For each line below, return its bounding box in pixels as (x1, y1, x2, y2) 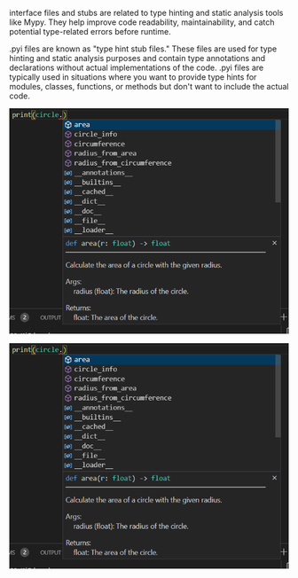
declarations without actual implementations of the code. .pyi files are (9, 62, 264, 73)
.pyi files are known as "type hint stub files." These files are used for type (9, 43, 278, 54)
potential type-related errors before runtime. (9, 27, 171, 36)
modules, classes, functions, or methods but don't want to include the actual (9, 82, 290, 91)
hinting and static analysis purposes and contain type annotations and (9, 53, 266, 63)
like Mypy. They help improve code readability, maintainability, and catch (9, 17, 275, 27)
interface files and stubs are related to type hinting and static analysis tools (9, 8, 284, 18)
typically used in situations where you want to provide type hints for (9, 72, 257, 82)
